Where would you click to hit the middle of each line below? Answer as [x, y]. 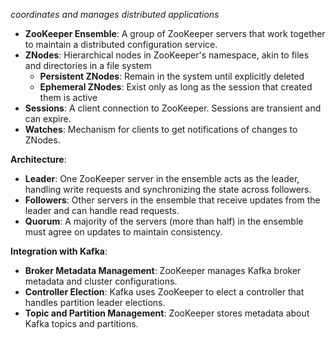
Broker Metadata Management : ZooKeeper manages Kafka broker [163, 270]
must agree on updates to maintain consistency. [123, 232]
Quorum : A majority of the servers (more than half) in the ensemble [164, 221]
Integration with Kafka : [59, 251]
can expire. [48, 118]
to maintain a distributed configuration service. [121, 44]
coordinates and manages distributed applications [115, 14]
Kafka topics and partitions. [81, 323]
